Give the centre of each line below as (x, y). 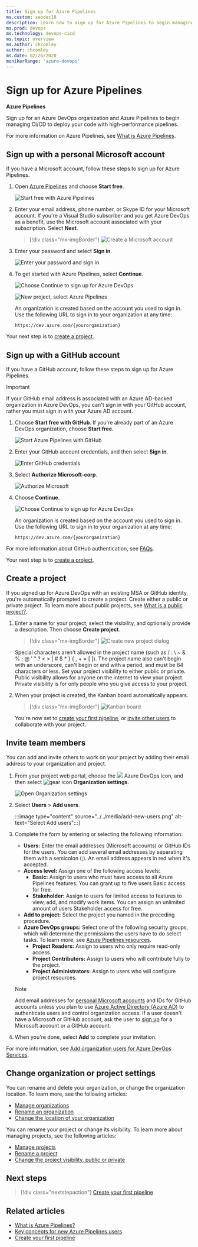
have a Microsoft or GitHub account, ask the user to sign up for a (93, 1019)
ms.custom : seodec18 (32, 17)
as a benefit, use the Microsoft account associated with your (88, 222)
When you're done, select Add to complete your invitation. (86, 1037)
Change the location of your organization (65, 1118)
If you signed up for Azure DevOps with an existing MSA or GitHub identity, (97, 592)
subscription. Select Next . (46, 228)
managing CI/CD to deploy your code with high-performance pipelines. (92, 124)
